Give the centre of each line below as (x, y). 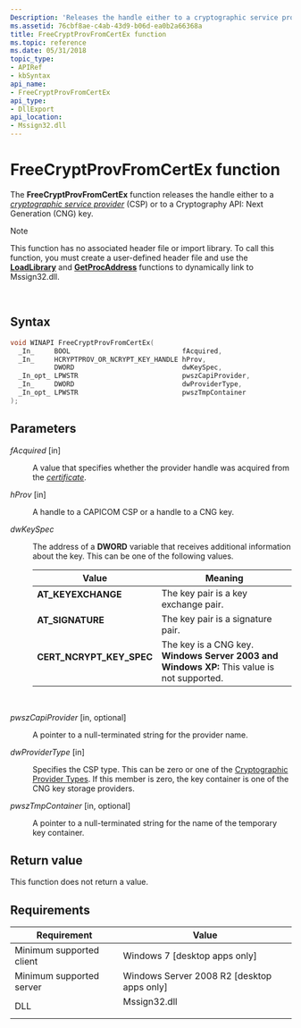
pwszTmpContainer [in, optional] (71, 805)
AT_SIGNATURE (71, 619)
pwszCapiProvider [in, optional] (68, 717)
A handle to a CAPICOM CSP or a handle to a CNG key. (134, 511)
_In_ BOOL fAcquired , (120, 351)
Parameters (43, 429)
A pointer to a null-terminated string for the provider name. (140, 735)
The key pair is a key (205, 593)
